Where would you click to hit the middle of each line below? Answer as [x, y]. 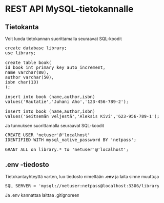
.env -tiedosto [27, 165]
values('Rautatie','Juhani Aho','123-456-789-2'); [67, 102]
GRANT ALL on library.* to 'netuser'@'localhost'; [67, 150]
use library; [21, 53]
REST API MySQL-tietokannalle [69, 9]
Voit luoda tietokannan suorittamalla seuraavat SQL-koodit [63, 39]
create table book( [28, 63]
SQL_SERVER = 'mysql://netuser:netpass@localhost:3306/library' [84, 186]
